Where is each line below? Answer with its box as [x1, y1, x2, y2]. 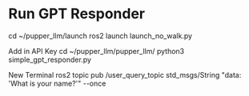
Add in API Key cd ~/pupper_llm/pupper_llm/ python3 [8, 46, 185, 56]
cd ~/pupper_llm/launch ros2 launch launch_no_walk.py [8, 31, 193, 40]
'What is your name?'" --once [8, 79, 106, 88]
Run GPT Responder [8, 5, 146, 23]
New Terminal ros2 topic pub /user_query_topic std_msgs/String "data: [8, 70, 242, 79]
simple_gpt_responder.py [8, 55, 92, 64]
